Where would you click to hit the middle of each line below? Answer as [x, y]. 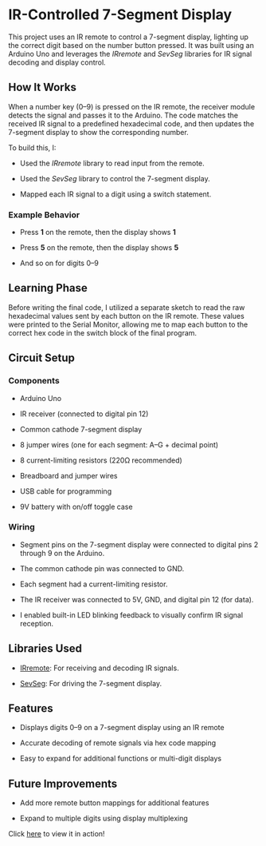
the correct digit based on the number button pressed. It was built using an [131, 45]
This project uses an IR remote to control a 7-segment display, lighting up [129, 37]
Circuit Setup [42, 358]
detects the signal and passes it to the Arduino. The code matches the [123, 115]
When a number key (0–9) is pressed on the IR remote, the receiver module [132, 106]
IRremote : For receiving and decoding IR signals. [99, 668]
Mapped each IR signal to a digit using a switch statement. [115, 194]
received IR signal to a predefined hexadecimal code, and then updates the [131, 123]
